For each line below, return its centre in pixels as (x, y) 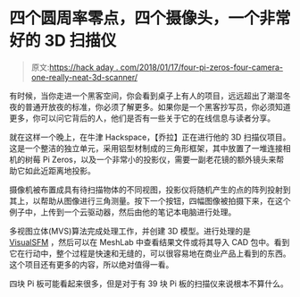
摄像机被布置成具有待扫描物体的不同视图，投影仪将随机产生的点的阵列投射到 (150, 190)
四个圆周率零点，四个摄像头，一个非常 (150, 18)
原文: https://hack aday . (75, 67)
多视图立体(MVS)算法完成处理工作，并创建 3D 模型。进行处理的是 (130, 231)
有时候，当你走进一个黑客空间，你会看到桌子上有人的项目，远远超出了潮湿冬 (150, 96)
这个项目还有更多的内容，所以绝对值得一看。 (92, 264)
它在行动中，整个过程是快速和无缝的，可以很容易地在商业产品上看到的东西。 (150, 253)
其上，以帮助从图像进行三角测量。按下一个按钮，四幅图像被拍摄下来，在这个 (150, 200)
